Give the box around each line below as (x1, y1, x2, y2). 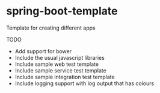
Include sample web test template (14, 60, 99, 68)
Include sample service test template (14, 66, 106, 74)
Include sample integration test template (14, 73, 115, 80)
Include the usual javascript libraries (14, 54, 105, 61)
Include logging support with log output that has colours (14, 80, 155, 87)
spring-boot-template (6, 4, 118, 18)
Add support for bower (14, 47, 72, 55)
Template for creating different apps (6, 24, 96, 31)
